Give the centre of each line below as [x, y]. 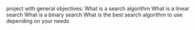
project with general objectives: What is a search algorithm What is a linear [98, 9]
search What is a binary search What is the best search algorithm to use [95, 15]
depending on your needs [38, 21]
